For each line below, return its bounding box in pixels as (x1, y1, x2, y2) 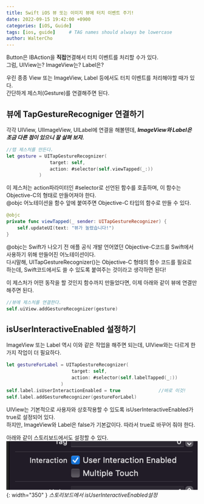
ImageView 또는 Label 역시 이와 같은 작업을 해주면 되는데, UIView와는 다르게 (6, 341, 189, 349)
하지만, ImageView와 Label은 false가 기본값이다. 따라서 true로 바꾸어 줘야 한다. (6, 421, 195, 428)
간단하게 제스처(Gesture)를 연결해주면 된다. (6, 89, 110, 97)
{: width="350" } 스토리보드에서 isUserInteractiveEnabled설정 (6, 491, 158, 499)
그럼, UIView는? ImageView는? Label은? (6, 61, 104, 69)
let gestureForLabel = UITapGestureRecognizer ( (6, 362, 129, 368)
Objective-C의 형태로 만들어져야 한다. (6, 192, 97, 199)
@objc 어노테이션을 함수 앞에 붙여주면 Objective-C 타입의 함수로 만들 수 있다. (6, 199, 191, 207)
